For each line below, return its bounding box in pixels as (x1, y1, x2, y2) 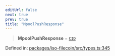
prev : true (5, 17, 28, 22)
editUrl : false (5, 7, 37, 13)
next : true (5, 12, 28, 17)
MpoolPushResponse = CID (17, 35, 76, 41)
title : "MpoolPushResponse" (5, 21, 65, 27)
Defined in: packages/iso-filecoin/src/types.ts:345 (5, 45, 110, 51)
